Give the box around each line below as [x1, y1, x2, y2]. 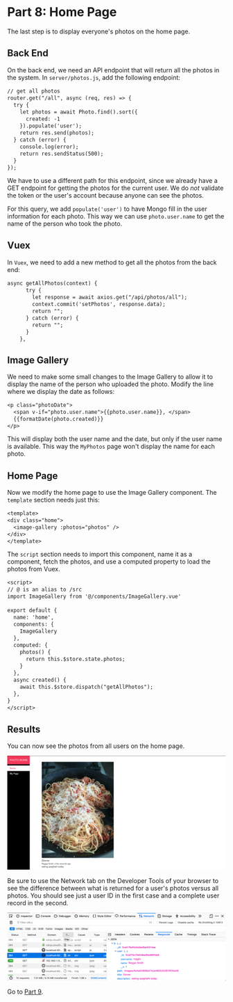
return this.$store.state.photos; [25, 655, 126, 663]
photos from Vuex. [7, 565, 60, 573]
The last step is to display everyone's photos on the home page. [7, 27, 191, 35]
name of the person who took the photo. [7, 219, 123, 228]
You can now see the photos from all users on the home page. [7, 742, 185, 750]
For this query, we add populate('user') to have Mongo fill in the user [7, 205, 207, 213]
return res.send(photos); [19, 129, 95, 136]
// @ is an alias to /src [7, 586, 82, 594]
